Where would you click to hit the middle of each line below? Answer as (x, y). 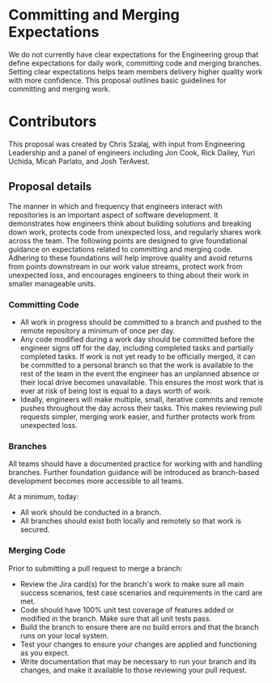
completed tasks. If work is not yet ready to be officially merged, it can (138, 356)
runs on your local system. (64, 635)
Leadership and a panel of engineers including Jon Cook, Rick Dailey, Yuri (132, 152)
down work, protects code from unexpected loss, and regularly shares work (135, 231)
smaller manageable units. (52, 283)
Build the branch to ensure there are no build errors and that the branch (139, 627)
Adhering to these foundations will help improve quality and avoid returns (131, 257)
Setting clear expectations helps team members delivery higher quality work (136, 71)
